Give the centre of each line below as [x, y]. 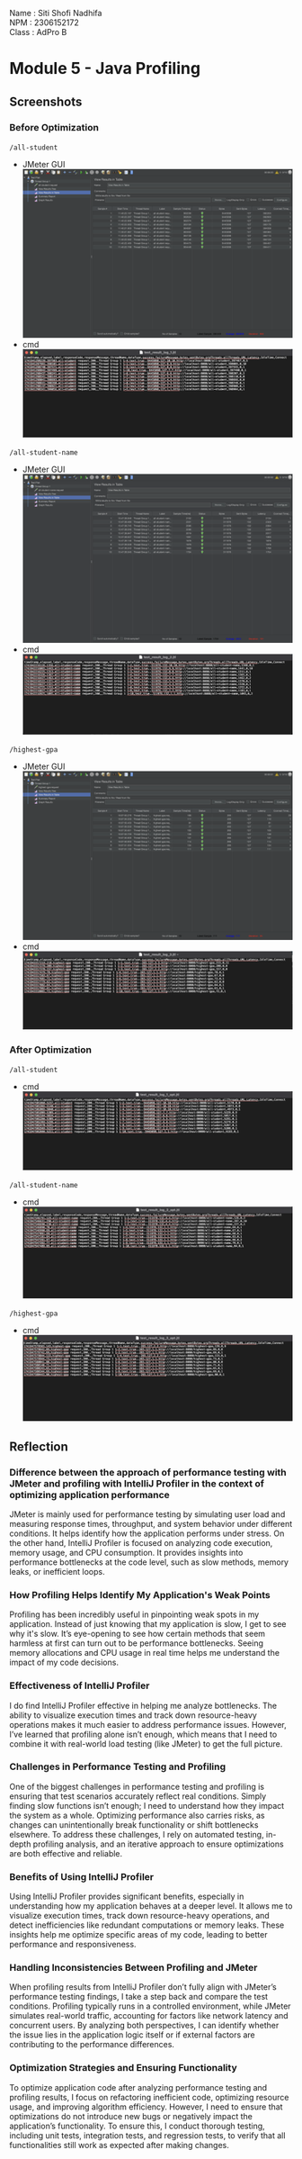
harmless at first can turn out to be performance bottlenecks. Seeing [136, 1643]
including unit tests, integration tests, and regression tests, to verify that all [147, 2135]
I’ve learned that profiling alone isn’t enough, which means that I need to [143, 1734]
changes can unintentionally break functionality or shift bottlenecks [134, 1825]
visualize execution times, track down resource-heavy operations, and [139, 1916]
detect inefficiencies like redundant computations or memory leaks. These [147, 1925]
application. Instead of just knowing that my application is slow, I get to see [148, 1624]
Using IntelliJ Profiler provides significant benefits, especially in [127, 1897]
